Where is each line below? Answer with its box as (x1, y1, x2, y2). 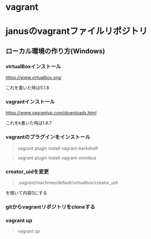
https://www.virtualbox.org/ (5, 75, 62, 81)
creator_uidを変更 (5, 168, 49, 175)
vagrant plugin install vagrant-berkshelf (17, 145, 98, 151)
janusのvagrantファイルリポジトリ (5, 26, 148, 37)
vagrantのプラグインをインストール (5, 134, 90, 141)
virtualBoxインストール (5, 63, 61, 70)
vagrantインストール (5, 98, 55, 105)
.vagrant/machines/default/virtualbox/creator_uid (17, 180, 118, 186)
